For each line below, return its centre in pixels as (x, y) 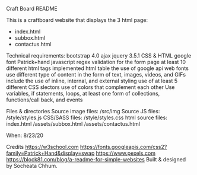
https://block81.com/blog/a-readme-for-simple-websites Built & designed (96, 159)
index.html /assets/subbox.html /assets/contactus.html (73, 124)
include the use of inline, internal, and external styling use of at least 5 (92, 81)
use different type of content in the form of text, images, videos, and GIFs (96, 74)
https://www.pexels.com (126, 153)
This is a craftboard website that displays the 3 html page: (77, 20)
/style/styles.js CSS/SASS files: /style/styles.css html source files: (87, 117)
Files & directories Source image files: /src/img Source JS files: (83, 111)
